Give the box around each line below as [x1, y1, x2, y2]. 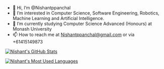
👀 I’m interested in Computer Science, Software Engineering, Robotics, [12, 10, 160, 16]
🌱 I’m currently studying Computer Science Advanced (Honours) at [12, 20, 152, 26]
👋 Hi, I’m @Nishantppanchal [12, 5, 71, 10]
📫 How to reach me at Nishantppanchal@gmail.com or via [12, 31, 135, 37]
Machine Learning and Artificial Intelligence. [12, 15, 104, 21]
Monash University [12, 26, 52, 32]
